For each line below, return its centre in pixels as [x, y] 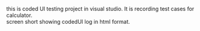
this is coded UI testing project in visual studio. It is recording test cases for [100, 9]
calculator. [19, 15]
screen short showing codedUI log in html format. [68, 22]
